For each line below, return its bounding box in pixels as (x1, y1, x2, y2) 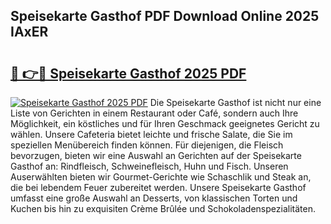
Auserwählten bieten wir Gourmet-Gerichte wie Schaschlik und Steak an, (10, 171, 312, 183)
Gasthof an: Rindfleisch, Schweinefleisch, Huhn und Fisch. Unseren (10, 160, 289, 172)
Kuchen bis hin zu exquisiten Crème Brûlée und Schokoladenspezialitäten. (10, 203, 316, 214)
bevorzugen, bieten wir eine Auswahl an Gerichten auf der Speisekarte (10, 150, 302, 161)
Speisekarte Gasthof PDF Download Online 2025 (10, 8, 320, 25)
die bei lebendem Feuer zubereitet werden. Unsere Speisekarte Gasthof (10, 182, 307, 193)
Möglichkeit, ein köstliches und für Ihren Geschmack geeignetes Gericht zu (10, 118, 320, 129)
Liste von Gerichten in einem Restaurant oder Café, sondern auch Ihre (10, 107, 299, 119)
